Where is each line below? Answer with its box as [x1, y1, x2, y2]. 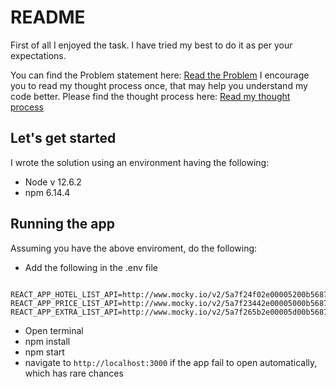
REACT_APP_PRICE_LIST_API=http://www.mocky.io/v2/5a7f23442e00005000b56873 [10, 298, 333, 308]
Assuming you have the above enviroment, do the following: [10, 242, 258, 254]
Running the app [10, 216, 115, 233]
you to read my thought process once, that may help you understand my [10, 79, 308, 91]
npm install [24, 335, 71, 347]
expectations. [10, 49, 67, 61]
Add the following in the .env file [24, 261, 158, 273]
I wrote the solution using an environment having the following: [10, 156, 270, 168]
